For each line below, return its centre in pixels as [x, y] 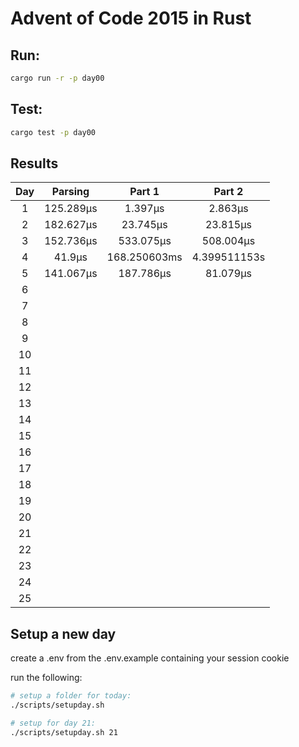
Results [34, 163]
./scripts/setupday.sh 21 [64, 732]
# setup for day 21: [53, 723]
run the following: [46, 678]
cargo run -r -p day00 [57, 78]
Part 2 [228, 192]
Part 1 [144, 192]
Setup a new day [63, 633]
